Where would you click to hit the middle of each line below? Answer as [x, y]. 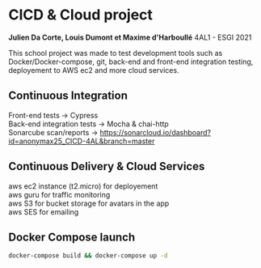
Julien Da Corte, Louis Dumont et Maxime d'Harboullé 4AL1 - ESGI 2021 [130, 37]
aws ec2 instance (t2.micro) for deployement [83, 186]
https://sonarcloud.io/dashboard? [156, 132]
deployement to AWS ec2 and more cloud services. [94, 70]
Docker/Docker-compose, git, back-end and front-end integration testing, [131, 62]
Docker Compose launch [72, 237]
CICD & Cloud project [81, 15]
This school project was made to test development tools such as [116, 53]
